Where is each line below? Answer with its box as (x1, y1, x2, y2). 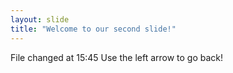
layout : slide (10, 14, 70, 25)
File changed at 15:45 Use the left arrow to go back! (10, 51, 224, 63)
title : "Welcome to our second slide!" (10, 24, 177, 34)
